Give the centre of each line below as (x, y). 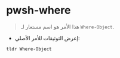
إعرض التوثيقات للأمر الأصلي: (47, 38)
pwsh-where (39, 10)
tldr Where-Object (29, 49)
